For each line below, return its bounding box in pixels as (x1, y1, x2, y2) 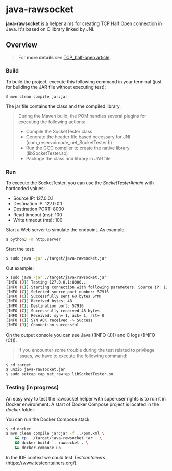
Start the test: (6, 246, 35, 252)
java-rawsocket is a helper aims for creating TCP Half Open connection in (6, 20, 162, 27)
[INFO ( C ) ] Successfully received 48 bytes (6, 308, 100, 314)
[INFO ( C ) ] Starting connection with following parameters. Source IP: (6, 285, 161, 290)
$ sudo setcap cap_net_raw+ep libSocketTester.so (6, 372, 114, 377)
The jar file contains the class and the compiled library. (6, 103, 121, 109)
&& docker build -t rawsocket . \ (15, 440, 88, 445)
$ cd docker (6, 426, 31, 431)
